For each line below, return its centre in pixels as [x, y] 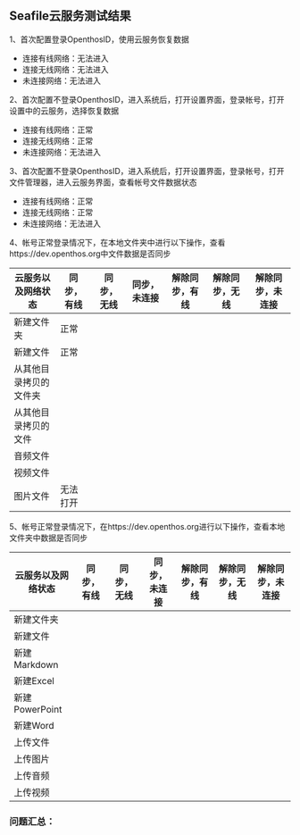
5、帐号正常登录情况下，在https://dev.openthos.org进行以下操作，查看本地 [147, 526]
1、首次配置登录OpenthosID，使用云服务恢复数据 [99, 39]
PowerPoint [38, 709]
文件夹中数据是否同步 [48, 538]
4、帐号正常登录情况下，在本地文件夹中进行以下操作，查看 [117, 242]
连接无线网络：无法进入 [65, 69]
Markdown [36, 664]
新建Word [34, 725]
